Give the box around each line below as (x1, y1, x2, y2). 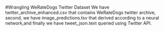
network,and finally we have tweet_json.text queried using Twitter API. (5, 20, 152, 26)
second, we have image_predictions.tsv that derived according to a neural (5, 15, 159, 20)
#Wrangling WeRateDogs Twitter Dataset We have (5, 4, 110, 10)
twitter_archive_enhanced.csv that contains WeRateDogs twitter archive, (5, 9, 156, 15)
